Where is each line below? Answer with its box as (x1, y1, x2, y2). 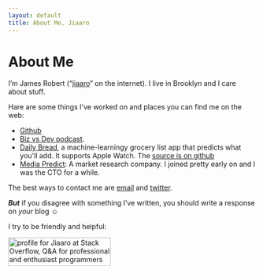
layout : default (8, 11, 61, 20)
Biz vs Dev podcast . (19, 135, 85, 144)
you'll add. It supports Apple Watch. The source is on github (19, 151, 215, 161)
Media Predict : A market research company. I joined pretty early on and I (19, 159, 256, 169)
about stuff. (8, 87, 46, 97)
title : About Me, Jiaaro (8, 19, 90, 27)
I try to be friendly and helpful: (8, 222, 107, 231)
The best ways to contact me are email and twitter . (8, 183, 173, 193)
